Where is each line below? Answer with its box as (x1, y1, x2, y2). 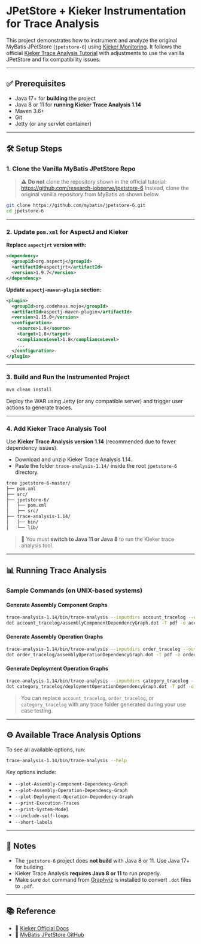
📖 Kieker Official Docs (14, 925, 69, 932)
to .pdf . (14, 882, 34, 890)
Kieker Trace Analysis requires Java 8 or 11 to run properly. (14, 869, 162, 877)
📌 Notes (6, 841, 36, 851)
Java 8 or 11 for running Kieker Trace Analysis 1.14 (14, 101, 142, 108)
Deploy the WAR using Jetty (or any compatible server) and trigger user (6, 397, 184, 404)
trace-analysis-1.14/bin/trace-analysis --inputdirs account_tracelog (6, 614, 186, 620)
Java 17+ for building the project (14, 95, 96, 102)
